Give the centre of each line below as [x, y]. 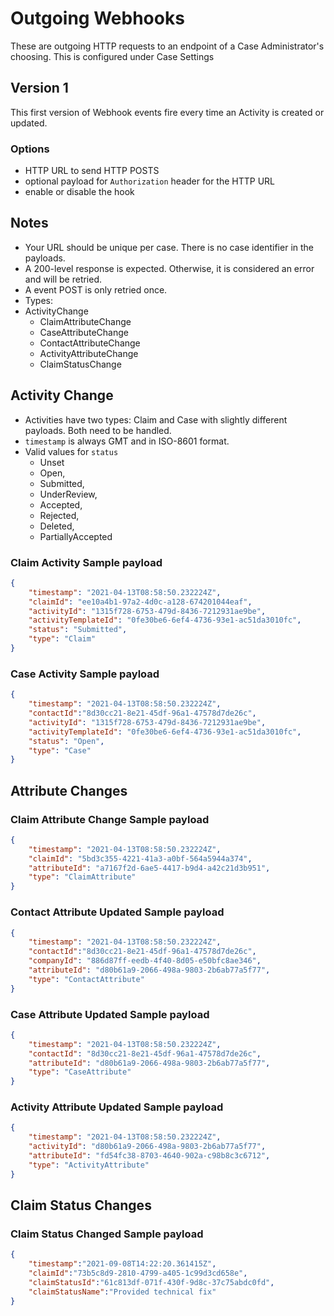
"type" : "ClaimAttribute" [82, 877]
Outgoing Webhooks [97, 18]
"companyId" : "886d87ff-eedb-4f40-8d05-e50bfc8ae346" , [145, 961]
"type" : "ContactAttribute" [86, 979]
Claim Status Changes [81, 1205]
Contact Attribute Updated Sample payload [117, 912]
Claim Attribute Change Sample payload [110, 819]
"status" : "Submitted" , [78, 630]
